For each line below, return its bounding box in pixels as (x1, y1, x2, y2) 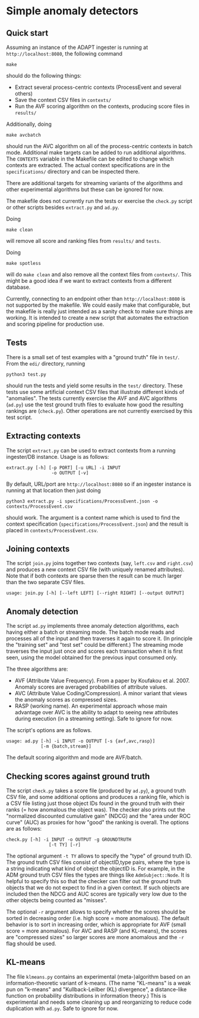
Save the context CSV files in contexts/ (14, 97, 112, 103)
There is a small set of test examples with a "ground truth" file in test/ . (6, 353, 180, 360)
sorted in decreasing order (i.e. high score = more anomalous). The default (6, 915, 189, 922)
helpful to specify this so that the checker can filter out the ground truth (6, 878, 182, 885)
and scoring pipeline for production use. (6, 320, 105, 328)
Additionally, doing (6, 121, 52, 128)
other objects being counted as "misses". (6, 897, 107, 904)
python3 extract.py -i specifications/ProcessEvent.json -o (6, 498, 159, 504)
